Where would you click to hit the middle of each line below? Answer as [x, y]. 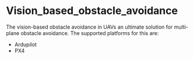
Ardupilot [25, 44]
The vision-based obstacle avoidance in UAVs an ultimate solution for [89, 27]
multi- [181, 27]
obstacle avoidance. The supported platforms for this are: [90, 33]
